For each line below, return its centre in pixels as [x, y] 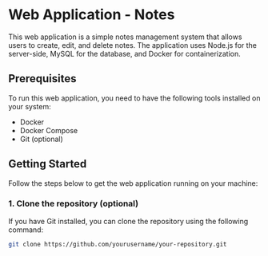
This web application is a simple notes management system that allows [125, 37]
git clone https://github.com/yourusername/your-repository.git [118, 244]
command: [26, 230]
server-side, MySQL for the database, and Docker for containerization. [125, 53]
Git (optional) [42, 139]
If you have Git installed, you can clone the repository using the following [128, 221]
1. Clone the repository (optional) [74, 203]
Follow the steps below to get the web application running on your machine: [133, 183]
